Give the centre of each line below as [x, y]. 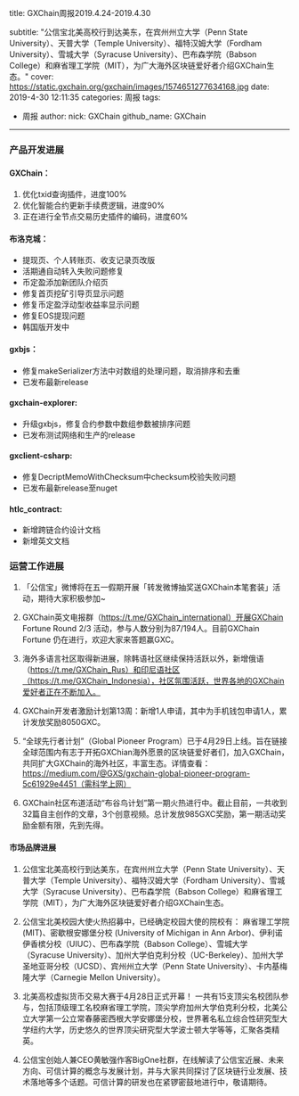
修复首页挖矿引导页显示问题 [73, 293]
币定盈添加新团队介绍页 [65, 283]
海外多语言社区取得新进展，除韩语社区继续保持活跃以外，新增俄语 [143, 659]
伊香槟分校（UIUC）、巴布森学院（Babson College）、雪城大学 [135, 944]
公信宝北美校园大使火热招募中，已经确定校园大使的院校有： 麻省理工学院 [156, 921]
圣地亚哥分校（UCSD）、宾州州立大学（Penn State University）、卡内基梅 [154, 966]
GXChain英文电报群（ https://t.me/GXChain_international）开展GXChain [153, 617]
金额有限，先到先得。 [69, 825]
